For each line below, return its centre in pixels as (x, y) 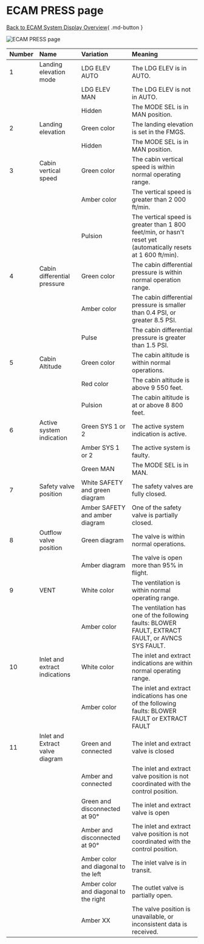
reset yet (144, 239)
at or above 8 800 (157, 405)
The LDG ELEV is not (161, 89)
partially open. (152, 895)
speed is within (153, 166)
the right (93, 899)
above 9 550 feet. (157, 387)
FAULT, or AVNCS (157, 638)
